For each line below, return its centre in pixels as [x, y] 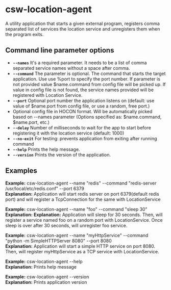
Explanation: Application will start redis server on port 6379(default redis [82, 194]
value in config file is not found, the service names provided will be [83, 90]
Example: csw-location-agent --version [47, 277]
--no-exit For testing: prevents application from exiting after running [85, 138]
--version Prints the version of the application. [62, 154]
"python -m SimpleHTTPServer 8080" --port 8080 [59, 241]
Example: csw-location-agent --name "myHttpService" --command [77, 235]
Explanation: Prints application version [46, 282]
